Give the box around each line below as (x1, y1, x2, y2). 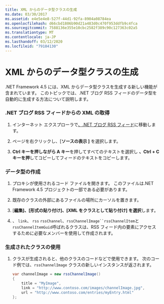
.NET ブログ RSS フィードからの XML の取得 (5, 109, 110, 116)
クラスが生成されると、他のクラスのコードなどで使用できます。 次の (12, 256, 151, 262)
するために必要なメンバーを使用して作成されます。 (12, 230, 116, 236)
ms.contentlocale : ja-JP (5, 35, 56, 40)
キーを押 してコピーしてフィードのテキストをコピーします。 (12, 154, 132, 160)
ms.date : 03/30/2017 (5, 12, 48, 17)
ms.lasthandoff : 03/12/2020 (5, 39, 63, 44)
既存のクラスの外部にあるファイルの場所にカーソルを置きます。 (12, 197, 142, 203)
